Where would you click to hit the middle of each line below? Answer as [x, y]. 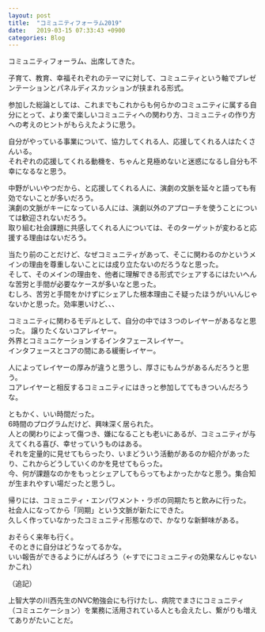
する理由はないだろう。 [53, 238]
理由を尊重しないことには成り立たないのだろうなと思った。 [126, 264]
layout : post [30, 15]
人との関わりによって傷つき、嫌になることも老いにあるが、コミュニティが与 [132, 434]
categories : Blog [37, 38]
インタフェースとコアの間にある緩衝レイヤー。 [84, 350]
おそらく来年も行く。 [43, 537]
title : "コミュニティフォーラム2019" [65, 23]
